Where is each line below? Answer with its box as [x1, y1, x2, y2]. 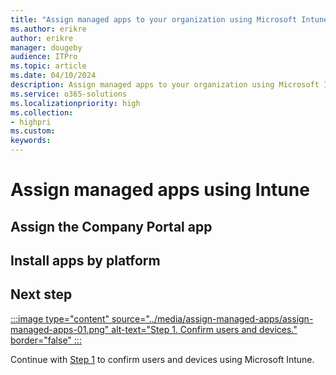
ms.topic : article [10, 61, 87, 71]
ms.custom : [10, 126, 56, 136]
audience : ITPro [10, 52, 78, 62]
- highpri [10, 117, 52, 127]
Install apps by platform [10, 252, 161, 269]
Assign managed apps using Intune [10, 179, 310, 201]
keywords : [10, 136, 52, 146]
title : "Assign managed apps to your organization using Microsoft [10, 14, 298, 25]
